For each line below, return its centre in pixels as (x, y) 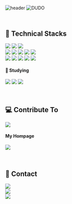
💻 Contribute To (32, 110)
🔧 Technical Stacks (36, 34)
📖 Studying (17, 70)
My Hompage (20, 136)
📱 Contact (21, 174)
